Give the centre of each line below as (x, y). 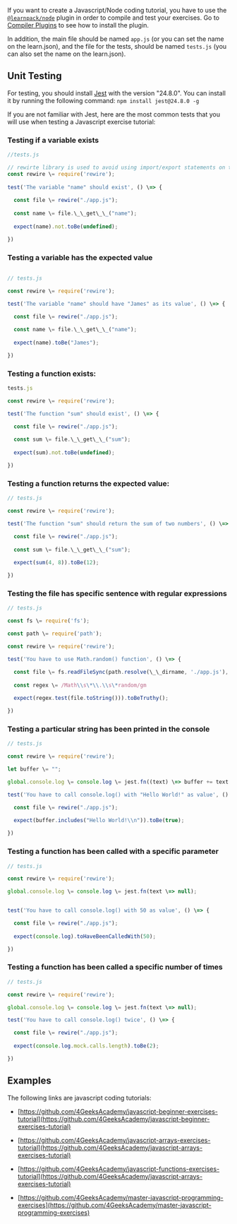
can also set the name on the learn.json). (67, 54)
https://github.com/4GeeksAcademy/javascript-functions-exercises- (120, 1169)
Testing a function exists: (52, 374)
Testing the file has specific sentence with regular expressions (117, 594)
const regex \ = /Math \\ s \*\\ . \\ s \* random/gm (80, 685)
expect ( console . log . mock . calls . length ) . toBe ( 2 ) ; (86, 1046)
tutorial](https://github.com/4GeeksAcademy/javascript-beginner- (114, 1119)
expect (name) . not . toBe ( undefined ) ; (66, 226)
